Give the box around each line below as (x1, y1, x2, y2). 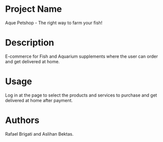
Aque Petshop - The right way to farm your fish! (5, 20, 103, 26)
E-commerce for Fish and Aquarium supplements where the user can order (5, 53, 158, 59)
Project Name (5, 3, 62, 15)
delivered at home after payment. (5, 97, 73, 103)
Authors (5, 115, 40, 126)
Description (5, 37, 54, 48)
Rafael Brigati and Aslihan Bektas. (5, 131, 74, 137)
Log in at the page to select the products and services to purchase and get (5, 92, 157, 98)
